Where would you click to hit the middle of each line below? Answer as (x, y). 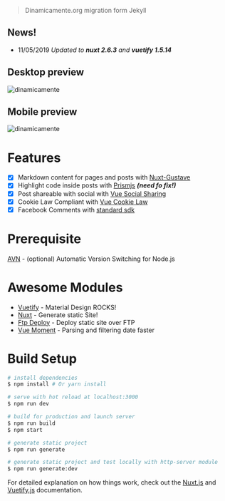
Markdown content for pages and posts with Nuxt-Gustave (104, 177)
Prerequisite (45, 239)
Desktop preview (46, 72)
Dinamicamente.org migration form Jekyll (85, 10)
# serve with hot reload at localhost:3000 (73, 397)
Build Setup (42, 358)
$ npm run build (31, 423)
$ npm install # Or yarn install (57, 384)
